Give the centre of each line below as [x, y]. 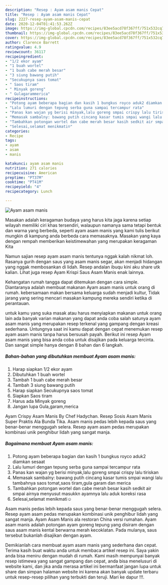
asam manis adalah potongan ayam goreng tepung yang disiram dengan [79, 524]
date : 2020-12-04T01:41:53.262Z [39, 24]
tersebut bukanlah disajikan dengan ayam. [49, 535]
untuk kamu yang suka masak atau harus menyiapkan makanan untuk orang [83, 313]
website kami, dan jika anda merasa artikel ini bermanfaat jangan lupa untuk [83, 566]
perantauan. [18, 303]
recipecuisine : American [31, 173]
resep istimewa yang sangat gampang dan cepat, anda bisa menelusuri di [81, 561]
